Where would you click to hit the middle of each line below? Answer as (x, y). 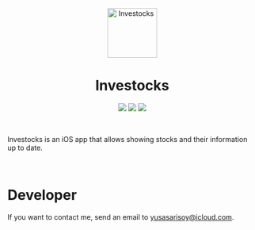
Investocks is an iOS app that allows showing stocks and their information (127, 139)
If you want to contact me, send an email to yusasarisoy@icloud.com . (121, 217)
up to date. (25, 148)
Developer (42, 195)
